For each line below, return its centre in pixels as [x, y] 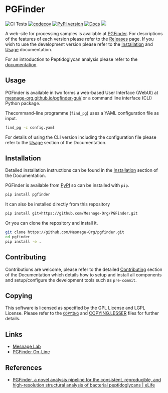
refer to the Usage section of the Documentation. [56, 142]
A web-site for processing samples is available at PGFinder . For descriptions [84, 33]
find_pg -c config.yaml [30, 127]
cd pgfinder [18, 237]
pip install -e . [23, 241]
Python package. [23, 103]
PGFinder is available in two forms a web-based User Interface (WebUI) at [82, 92]
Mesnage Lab [27, 347]
